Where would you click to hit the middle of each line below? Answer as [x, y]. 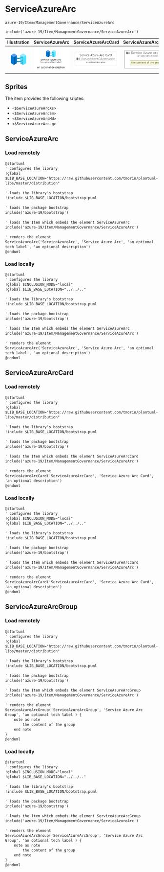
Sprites [16, 87]
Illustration [19, 42]
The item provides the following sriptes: [45, 98]
